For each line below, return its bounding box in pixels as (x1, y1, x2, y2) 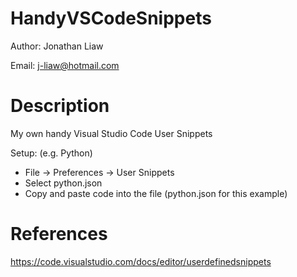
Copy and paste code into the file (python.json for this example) (24, 187, 288, 199)
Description (10, 95, 110, 117)
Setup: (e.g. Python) (10, 147, 93, 159)
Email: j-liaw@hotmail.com (10, 59, 120, 71)
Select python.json (24, 177, 103, 189)
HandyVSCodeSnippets (10, 7, 212, 30)
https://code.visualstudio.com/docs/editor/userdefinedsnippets (10, 255, 272, 267)
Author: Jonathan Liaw (10, 40, 104, 52)
